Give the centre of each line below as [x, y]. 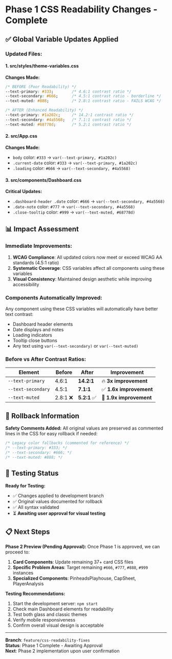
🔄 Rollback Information [42, 416]
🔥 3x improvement [125, 381]
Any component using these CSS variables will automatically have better [82, 309]
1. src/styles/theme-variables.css [42, 66]
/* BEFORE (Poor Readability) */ [41, 87]
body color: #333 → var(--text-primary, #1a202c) [65, 157]
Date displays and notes [38, 330]
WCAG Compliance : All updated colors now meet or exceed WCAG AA [88, 257]
